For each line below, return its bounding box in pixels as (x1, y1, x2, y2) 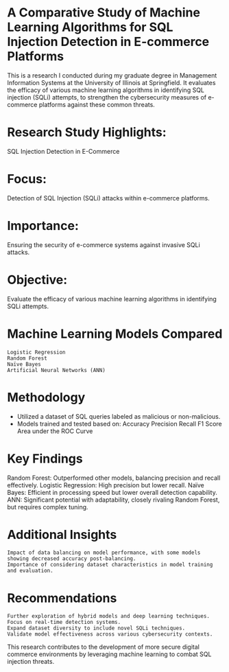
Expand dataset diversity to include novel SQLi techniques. (7, 625, 186, 632)
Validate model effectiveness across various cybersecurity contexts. (7, 631, 213, 638)
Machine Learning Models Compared (7, 326, 223, 341)
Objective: (7, 272, 68, 288)
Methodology (7, 389, 86, 405)
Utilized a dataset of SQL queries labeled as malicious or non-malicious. (16, 412, 221, 420)
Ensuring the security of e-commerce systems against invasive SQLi (7, 240, 200, 248)
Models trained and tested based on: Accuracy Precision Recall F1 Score (16, 419, 223, 428)
